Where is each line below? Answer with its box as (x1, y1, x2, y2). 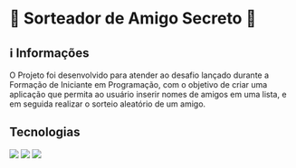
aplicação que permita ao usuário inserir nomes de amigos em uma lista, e (9, 89, 287, 99)
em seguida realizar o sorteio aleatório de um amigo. (9, 98, 206, 109)
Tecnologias (9, 125, 81, 140)
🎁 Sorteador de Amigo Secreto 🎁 (9, 8, 257, 29)
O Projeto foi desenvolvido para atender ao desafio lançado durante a (9, 70, 270, 80)
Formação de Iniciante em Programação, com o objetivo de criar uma (9, 79, 268, 89)
